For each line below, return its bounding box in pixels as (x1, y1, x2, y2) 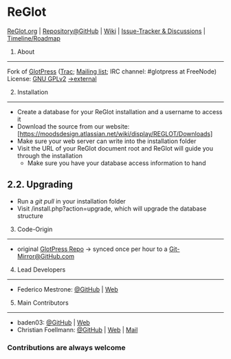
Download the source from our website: (16, 122, 130, 131)
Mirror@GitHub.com (16, 252, 74, 260)
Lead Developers (16, 265, 66, 274)
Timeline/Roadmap (7, 34, 60, 42)
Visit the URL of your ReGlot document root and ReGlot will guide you (16, 144, 214, 152)
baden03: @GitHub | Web (16, 318, 91, 327)
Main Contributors (16, 298, 69, 307)
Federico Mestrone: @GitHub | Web (16, 285, 118, 293)
